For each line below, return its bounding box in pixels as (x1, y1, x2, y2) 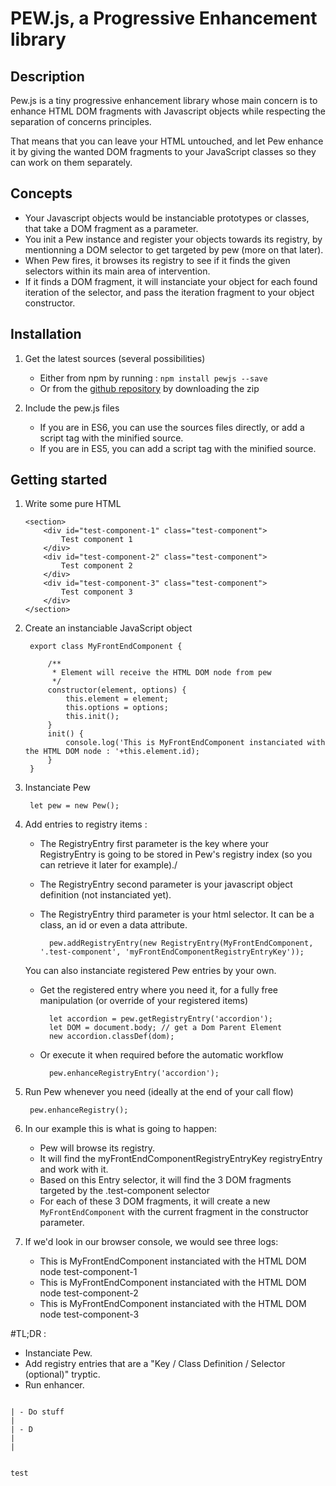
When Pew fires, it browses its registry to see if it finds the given (24, 254, 291, 266)
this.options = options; (65, 703, 169, 713)
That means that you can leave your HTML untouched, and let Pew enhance (10, 135, 324, 147)
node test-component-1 (39, 1266, 138, 1278)
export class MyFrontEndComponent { (29, 642, 183, 652)
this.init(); (65, 712, 120, 722)
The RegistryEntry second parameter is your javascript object (39, 878, 293, 891)
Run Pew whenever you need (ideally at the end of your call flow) (24, 1086, 294, 1098)
